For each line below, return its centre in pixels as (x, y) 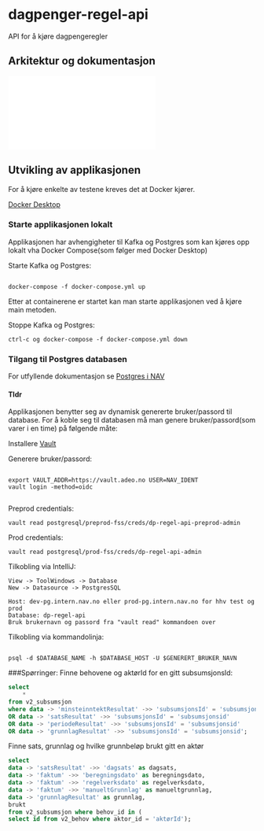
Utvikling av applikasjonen (75, 170)
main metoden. (33, 309)
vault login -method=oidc (50, 487)
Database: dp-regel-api (47, 615)
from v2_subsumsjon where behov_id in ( (75, 812)
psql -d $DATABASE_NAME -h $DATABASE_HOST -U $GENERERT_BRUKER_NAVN (123, 659)
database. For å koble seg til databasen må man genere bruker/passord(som (132, 420)
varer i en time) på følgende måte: (63, 428)
